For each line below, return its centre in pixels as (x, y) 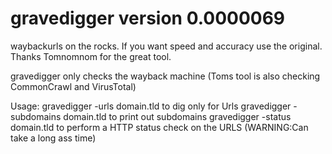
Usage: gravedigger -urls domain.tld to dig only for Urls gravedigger (151, 106)
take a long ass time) (53, 138)
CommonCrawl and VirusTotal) (73, 86)
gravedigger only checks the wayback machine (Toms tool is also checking (165, 76)
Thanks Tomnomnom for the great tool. (91, 56)
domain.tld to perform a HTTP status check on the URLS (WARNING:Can (159, 127)
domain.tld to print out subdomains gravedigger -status (177, 116)
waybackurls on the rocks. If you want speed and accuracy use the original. (166, 46)
